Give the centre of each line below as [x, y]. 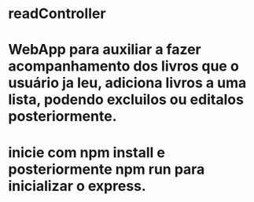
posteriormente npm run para [107, 169]
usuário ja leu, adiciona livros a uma [127, 83]
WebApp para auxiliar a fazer [105, 50]
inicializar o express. [77, 186]
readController [57, 14]
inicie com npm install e [87, 152]
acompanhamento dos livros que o [124, 66]
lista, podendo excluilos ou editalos [126, 100]
